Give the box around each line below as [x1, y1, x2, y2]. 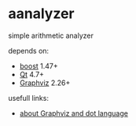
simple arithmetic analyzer [8, 31, 94, 40]
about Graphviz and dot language [19, 108, 128, 118]
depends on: [8, 46, 50, 55]
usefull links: [8, 93, 50, 102]
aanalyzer [8, 5, 75, 23]
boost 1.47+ [19, 61, 59, 71]
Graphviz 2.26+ [19, 78, 71, 87]
